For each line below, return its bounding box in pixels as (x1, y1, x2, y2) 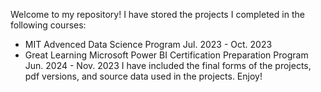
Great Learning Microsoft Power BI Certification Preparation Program (24, 49, 309, 61)
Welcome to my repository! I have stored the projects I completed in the (10, 9, 305, 20)
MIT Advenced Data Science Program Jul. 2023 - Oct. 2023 (24, 39, 273, 50)
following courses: (10, 19, 87, 31)
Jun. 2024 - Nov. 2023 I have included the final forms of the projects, (24, 60, 312, 71)
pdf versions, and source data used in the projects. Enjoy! (24, 70, 263, 82)
